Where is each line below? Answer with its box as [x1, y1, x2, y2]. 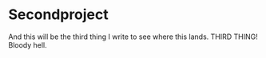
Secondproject [8, 6, 109, 24]
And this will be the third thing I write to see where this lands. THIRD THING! [8, 32, 258, 41]
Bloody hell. [8, 40, 48, 49]
